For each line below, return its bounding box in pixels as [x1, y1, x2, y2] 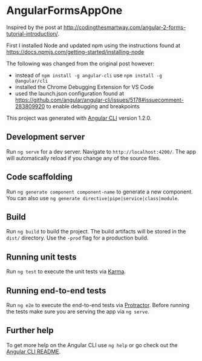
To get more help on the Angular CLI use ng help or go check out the [6, 341, 178, 348]
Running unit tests [6, 252, 77, 262]
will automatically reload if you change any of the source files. [6, 154, 161, 161]
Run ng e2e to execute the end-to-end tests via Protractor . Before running [6, 302, 190, 308]
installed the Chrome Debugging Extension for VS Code [15, 83, 154, 91]
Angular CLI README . [6, 348, 61, 355]
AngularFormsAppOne [6, 4, 123, 18]
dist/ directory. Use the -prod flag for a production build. [6, 234, 149, 242]
